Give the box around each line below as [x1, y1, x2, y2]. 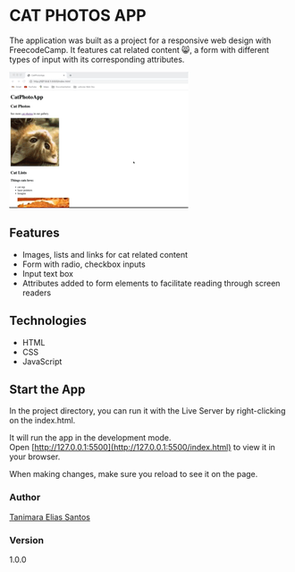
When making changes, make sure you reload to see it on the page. [9, 469, 258, 480]
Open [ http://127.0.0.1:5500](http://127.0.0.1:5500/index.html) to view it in [9, 442, 275, 453]
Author [9, 491, 41, 504]
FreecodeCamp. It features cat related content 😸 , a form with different [9, 44, 270, 55]
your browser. [9, 451, 61, 462]
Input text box [21, 268, 74, 278]
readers [21, 287, 52, 298]
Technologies [9, 313, 88, 329]
